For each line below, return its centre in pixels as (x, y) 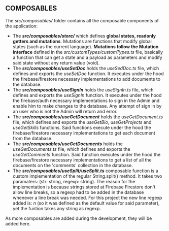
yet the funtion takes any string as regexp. (57, 208)
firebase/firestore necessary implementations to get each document (84, 133)
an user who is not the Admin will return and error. (65, 111)
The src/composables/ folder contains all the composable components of (82, 20)
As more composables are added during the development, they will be (79, 218)
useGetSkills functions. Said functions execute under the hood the (82, 127)
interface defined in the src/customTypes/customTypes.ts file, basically (88, 52)
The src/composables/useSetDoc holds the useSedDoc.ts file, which (86, 68)
